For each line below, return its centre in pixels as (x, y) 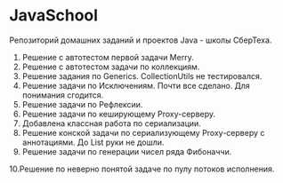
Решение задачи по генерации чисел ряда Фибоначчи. (127, 151)
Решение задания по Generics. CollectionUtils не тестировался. (142, 76)
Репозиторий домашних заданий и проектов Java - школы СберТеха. (141, 40)
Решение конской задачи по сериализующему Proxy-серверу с (143, 132)
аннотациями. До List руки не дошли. (93, 142)
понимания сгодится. (63, 95)
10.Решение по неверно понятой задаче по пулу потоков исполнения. (142, 169)
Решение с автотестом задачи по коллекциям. (111, 67)
